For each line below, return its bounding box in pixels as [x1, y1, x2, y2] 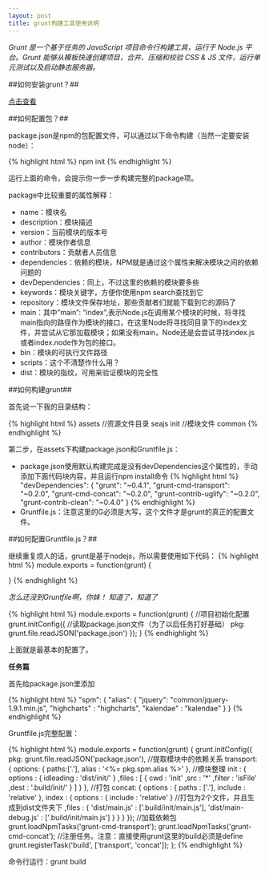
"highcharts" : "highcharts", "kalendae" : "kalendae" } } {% [49, 703, 243, 713]
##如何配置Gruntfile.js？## [8, 534, 98, 544]
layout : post [8, 11, 52, 20]
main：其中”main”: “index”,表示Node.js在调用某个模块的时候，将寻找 [19, 307, 246, 317]
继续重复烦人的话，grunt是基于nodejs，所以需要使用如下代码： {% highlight [8, 551, 259, 560]
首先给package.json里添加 [8, 678, 95, 688]
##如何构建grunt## [8, 384, 72, 394]
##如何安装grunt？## [8, 79, 79, 89]
